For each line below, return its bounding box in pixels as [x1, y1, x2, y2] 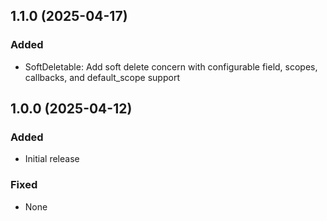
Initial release [24, 153, 80, 165]
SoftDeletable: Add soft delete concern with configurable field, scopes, [24, 60, 318, 73]
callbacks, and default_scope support [24, 71, 180, 83]
